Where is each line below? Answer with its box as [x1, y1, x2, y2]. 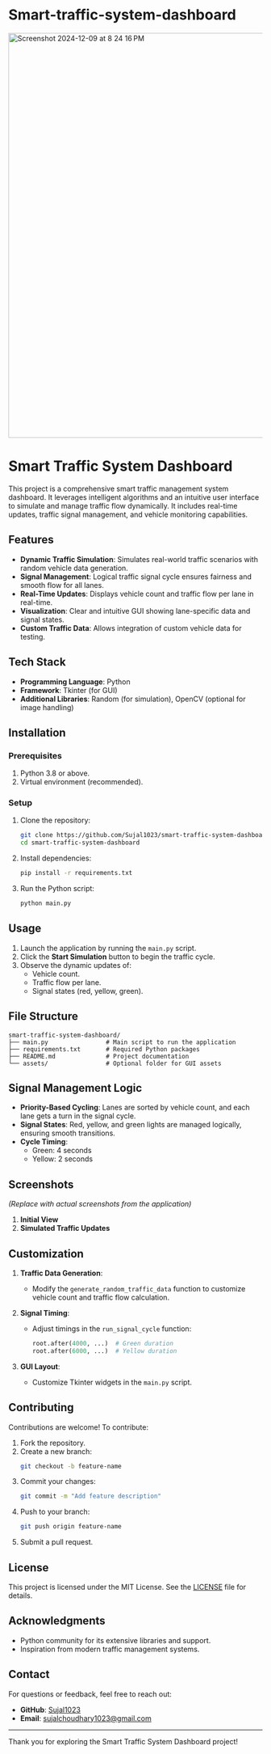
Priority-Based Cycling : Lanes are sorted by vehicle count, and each [19, 1102, 250, 1113]
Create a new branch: [19, 1446, 93, 1456]
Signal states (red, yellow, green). [31, 986, 144, 995]
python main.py [19, 899, 72, 907]
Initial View [19, 1215, 59, 1224]
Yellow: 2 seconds [31, 1154, 94, 1164]
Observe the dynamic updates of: [19, 960, 131, 970]
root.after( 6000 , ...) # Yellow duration [31, 1346, 177, 1355]
